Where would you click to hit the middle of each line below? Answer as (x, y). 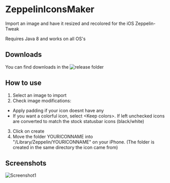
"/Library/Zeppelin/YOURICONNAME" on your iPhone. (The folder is (83, 142)
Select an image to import (40, 95)
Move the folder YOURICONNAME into (53, 136)
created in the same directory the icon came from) (65, 147)
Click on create (28, 131)
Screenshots (26, 163)
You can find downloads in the (37, 67)
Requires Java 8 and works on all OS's (45, 39)
